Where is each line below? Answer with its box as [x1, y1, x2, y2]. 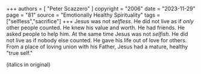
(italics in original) [6, 61, 51, 68]
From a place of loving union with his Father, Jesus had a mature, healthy [6, 43, 188, 50]
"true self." [6, 50, 33, 56]
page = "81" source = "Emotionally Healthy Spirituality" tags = [6, 11, 161, 18]
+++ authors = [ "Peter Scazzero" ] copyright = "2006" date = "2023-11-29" [6, 5, 196, 12]
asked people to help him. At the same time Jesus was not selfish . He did [6, 30, 188, 38]
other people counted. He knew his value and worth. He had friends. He [6, 24, 185, 31]
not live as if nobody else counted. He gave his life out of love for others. [6, 37, 187, 44]
